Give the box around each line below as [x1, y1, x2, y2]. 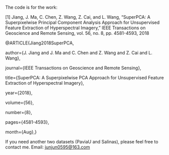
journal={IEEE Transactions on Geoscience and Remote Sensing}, [5, 65, 141, 71]
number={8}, [5, 110, 32, 115]
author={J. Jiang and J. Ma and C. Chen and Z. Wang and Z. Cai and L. [5, 50, 153, 56]
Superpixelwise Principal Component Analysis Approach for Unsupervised [5, 20, 160, 25]
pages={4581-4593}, [5, 119, 49, 125]
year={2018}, [5, 90, 33, 95]
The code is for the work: [5, 5, 58, 10]
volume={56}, [5, 99, 34, 106]
